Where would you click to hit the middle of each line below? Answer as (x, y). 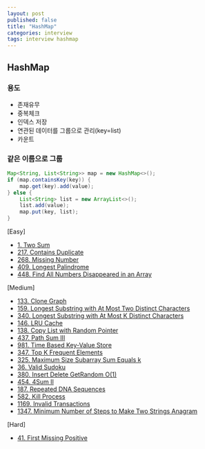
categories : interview (40, 33)
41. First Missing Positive (52, 438)
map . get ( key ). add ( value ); (57, 186)
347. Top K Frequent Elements (60, 352)
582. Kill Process (41, 397)
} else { (20, 193)
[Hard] (17, 425)
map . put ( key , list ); (49, 212)
